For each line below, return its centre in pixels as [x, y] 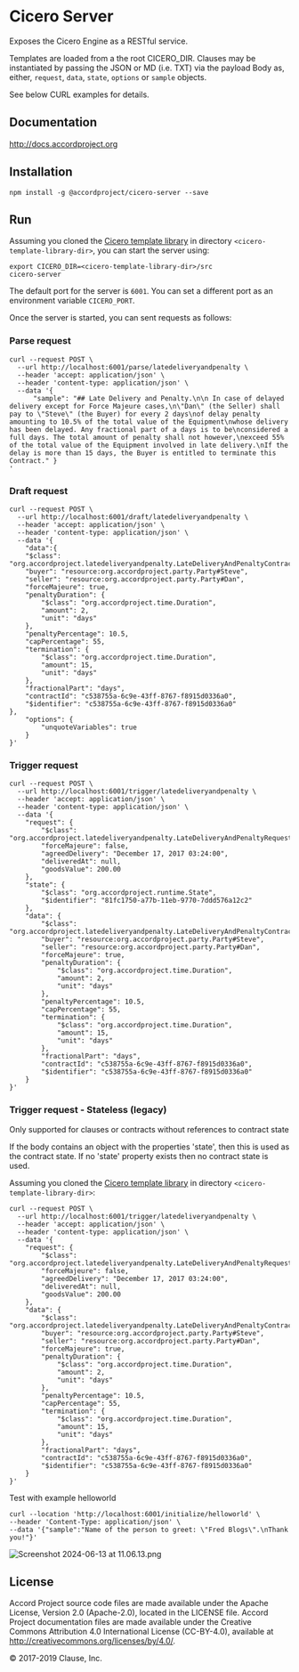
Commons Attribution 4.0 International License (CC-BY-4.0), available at [141, 1632]
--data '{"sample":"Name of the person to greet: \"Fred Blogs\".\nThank [149, 1530]
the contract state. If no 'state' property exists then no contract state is [139, 1156]
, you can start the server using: [151, 250]
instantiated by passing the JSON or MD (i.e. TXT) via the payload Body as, [147, 68]
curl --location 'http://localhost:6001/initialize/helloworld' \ [135, 1514]
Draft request [39, 491]
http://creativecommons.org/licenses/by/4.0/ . [93, 1641]
